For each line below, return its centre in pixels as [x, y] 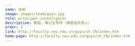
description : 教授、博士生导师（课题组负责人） [48, 23]
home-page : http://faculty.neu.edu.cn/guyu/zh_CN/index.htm [68, 36]
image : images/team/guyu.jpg [35, 14]
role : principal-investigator [36, 18]
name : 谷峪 [15, 9]
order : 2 [14, 27]
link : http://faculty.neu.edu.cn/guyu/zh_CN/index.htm [62, 32]
